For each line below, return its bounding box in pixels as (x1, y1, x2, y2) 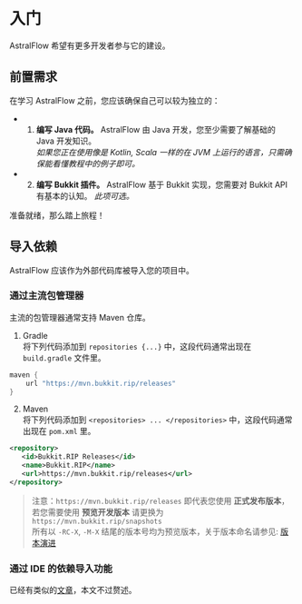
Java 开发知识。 (35, 135, 97, 146)
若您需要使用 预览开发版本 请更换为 (31, 506, 164, 518)
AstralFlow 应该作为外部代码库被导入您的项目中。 (9, 264, 195, 275)
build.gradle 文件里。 (22, 352, 106, 363)
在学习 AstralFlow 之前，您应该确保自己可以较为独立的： (9, 94, 220, 105)
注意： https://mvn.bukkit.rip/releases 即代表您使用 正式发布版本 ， (31, 495, 290, 506)
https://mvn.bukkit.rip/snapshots (31, 517, 162, 526)
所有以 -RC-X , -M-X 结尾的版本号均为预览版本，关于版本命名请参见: (31, 526, 279, 537)
